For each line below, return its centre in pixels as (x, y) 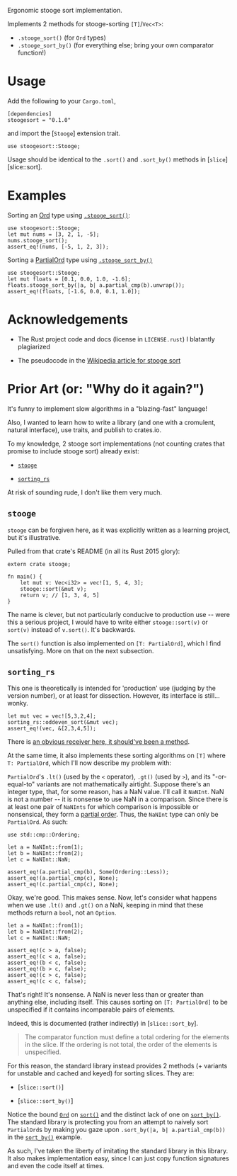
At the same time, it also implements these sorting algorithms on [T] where (117, 756)
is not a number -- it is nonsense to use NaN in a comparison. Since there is (118, 799)
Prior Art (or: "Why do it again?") (106, 389)
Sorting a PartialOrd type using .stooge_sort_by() (80, 260)
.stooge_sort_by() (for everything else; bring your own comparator (116, 45)
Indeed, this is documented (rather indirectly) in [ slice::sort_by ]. (103, 1024)
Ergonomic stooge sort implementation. (65, 10)
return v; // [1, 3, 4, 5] (60, 595)
